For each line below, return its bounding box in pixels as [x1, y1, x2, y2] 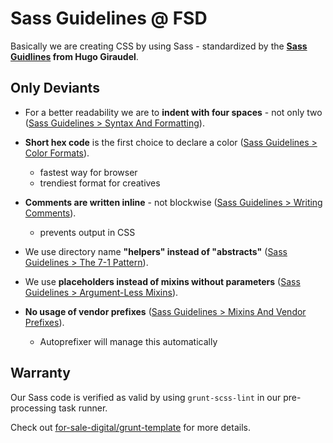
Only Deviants [10, 80, 100, 97]
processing [10, 402, 57, 414]
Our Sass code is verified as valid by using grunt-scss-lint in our [10, 391, 282, 403]
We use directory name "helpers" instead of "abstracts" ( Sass [24, 245, 288, 257]
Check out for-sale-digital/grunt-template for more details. [10, 421, 251, 433]
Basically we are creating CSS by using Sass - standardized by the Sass [10, 40, 308, 52]
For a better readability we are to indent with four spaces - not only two [24, 106, 323, 118]
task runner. [58, 402, 108, 414]
